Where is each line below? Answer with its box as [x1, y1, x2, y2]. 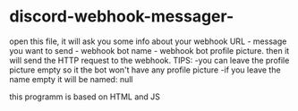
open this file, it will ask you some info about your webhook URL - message [9, 36, 287, 47]
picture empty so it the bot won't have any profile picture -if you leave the [9, 64, 281, 75]
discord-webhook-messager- [9, 6, 234, 27]
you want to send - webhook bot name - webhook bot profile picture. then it [9, 45, 290, 55]
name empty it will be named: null [9, 73, 133, 84]
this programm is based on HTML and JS [9, 91, 161, 102]
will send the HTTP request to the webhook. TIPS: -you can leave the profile [9, 55, 290, 65]
